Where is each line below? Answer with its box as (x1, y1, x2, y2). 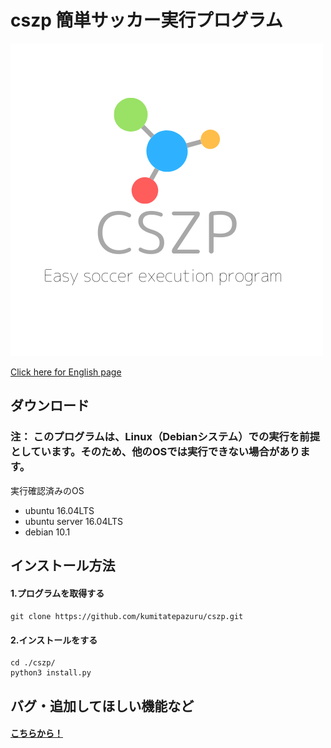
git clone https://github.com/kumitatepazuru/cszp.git (10, 612, 244, 622)
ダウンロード (10, 397, 90, 415)
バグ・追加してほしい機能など (10, 697, 195, 715)
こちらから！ (10, 727, 63, 740)
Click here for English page (10, 366, 122, 378)
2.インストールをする (10, 634, 98, 646)
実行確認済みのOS (10, 484, 85, 496)
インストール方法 (10, 557, 116, 575)
